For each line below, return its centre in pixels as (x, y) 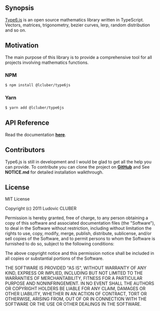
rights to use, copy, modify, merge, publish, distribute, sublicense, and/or (78, 233)
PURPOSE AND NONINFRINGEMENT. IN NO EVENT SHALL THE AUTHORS (80, 283)
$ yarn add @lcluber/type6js (35, 108)
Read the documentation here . (36, 135)
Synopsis (19, 8)
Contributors (25, 150)
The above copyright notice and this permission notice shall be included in (80, 253)
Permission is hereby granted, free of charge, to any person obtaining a (77, 218)
